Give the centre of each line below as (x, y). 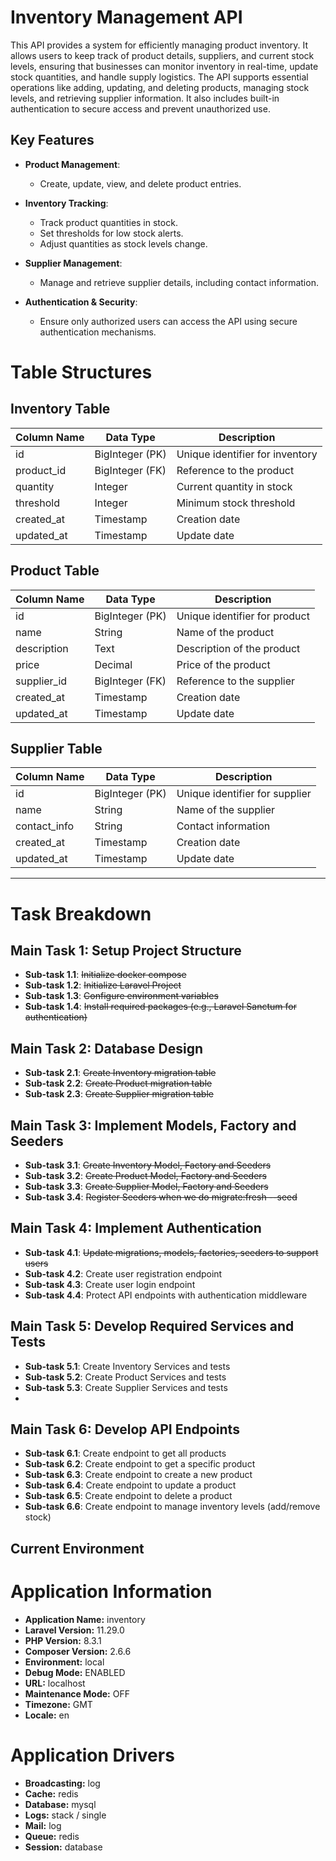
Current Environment (77, 1548)
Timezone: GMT (58, 1704)
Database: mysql (60, 1804)
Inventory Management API (126, 17)
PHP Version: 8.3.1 (63, 1640)
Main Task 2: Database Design (106, 1048)
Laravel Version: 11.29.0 (74, 1630)
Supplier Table (56, 748)
